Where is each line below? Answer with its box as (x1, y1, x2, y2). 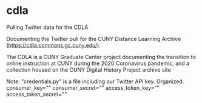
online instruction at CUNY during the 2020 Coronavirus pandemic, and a (6, 60, 190, 67)
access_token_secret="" (6, 90, 67, 98)
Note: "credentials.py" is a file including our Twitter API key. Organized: (6, 78, 184, 85)
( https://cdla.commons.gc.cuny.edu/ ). (6, 42, 101, 49)
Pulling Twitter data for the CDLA (6, 23, 89, 31)
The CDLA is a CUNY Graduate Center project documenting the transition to (6, 53, 196, 60)
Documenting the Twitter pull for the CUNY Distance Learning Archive (6, 35, 181, 42)
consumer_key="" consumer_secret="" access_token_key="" (6, 84, 160, 91)
